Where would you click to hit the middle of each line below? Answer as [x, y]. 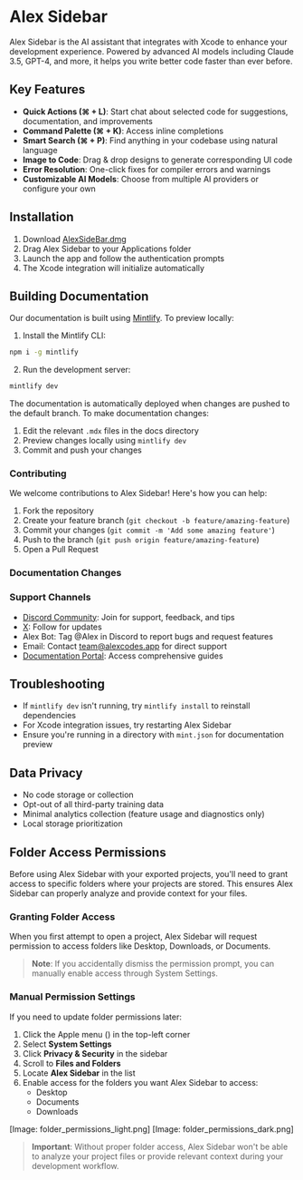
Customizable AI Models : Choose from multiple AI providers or [141, 179]
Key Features [47, 89]
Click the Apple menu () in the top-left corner [106, 1034]
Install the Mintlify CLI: [64, 336]
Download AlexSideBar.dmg [74, 239]
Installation [42, 217]
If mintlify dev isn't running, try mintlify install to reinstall [136, 706]
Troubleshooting [57, 684]
